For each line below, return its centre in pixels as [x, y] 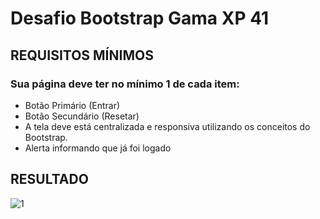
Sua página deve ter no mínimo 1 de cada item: [125, 84]
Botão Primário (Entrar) [72, 105]
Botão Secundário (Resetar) [82, 116]
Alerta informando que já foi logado [98, 148]
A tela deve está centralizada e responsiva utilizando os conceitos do [167, 126]
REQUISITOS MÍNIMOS [82, 55]
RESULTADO [49, 179]
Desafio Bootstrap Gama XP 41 [140, 18]
